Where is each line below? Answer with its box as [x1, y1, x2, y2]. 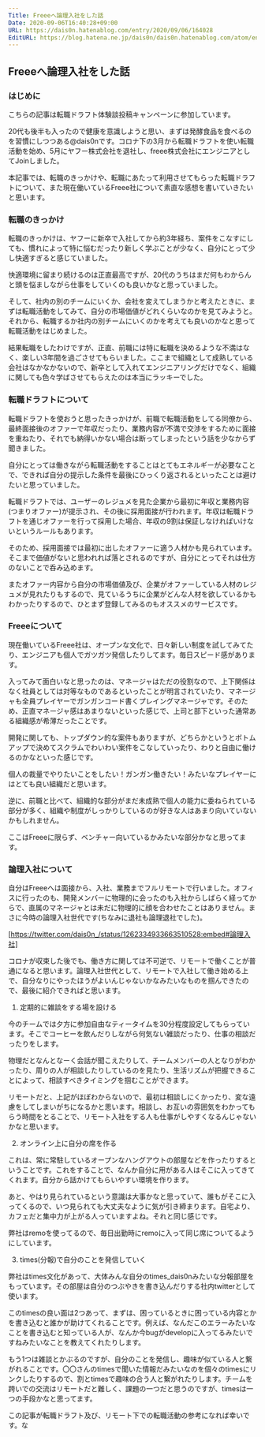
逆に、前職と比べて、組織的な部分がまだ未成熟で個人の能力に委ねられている [8, 796, 256, 805]
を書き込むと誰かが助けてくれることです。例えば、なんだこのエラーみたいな [8, 1318, 256, 1327]
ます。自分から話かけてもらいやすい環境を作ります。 [21, 1175, 193, 1185]
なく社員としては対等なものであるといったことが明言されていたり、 [8, 686, 229, 696]
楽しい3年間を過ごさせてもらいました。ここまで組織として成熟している [21, 353, 254, 363]
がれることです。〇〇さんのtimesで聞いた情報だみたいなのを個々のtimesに [8, 1364, 250, 1374]
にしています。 [8, 1238, 57, 1248]
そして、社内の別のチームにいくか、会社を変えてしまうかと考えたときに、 [8, 297, 249, 306]
